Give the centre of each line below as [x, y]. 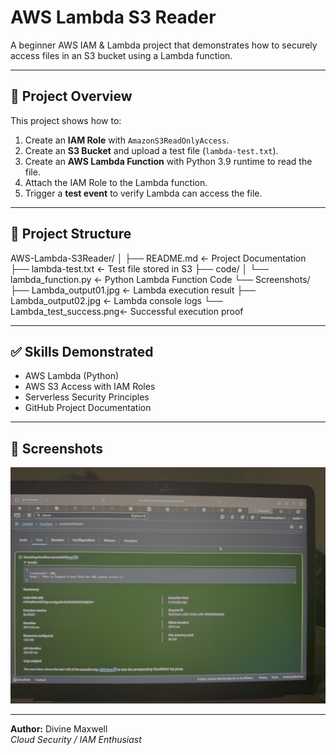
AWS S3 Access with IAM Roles [90, 387]
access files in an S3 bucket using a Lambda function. [121, 55]
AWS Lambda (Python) [72, 376]
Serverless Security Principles [87, 397]
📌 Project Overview [71, 96]
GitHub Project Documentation [88, 408]
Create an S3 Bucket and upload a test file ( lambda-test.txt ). [151, 150]
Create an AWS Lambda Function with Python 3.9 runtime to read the [168, 161]
